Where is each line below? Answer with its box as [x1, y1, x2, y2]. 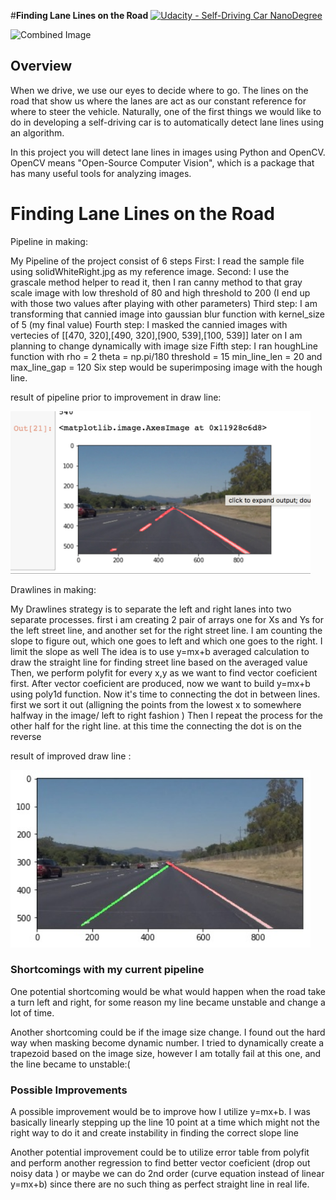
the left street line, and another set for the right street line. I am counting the [10, 625, 323, 637]
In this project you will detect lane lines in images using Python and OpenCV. [10, 146, 326, 158]
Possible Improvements [10, 1083, 128, 1097]
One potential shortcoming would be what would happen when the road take [10, 985, 326, 997]
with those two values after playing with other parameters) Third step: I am [10, 297, 318, 309]
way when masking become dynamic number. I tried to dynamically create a [10, 1036, 325, 1049]
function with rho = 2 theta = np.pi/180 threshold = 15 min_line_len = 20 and [10, 350, 323, 362]
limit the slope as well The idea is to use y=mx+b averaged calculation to [10, 646, 310, 658]
